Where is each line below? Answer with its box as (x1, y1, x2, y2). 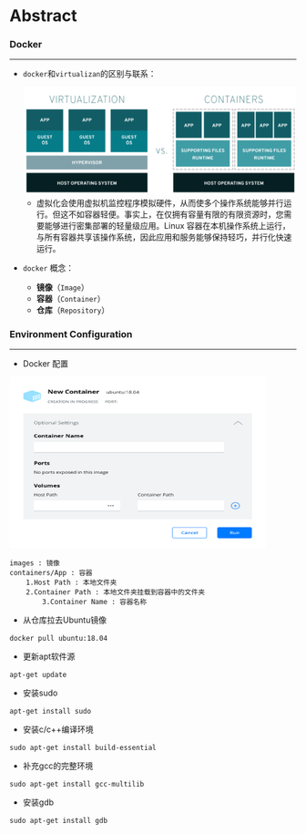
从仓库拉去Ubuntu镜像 (22, 614, 107, 625)
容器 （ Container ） (36, 293, 107, 304)
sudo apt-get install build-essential (9, 743, 157, 752)
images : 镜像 (9, 558, 61, 568)
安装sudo (22, 687, 58, 698)
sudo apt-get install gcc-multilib (9, 779, 145, 788)
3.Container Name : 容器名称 (42, 597, 148, 606)
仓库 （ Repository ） (36, 304, 110, 315)
